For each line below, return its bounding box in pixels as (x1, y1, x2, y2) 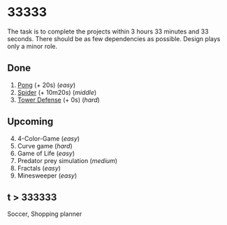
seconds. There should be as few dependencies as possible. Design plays (7, 34, 221, 42)
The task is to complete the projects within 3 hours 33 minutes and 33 (7, 27, 209, 36)
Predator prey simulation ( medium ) (17, 156, 117, 164)
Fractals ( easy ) (17, 164, 61, 172)
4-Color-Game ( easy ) (17, 134, 80, 143)
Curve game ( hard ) (17, 141, 73, 150)
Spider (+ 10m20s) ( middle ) (17, 88, 97, 96)
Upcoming (7, 116, 54, 127)
